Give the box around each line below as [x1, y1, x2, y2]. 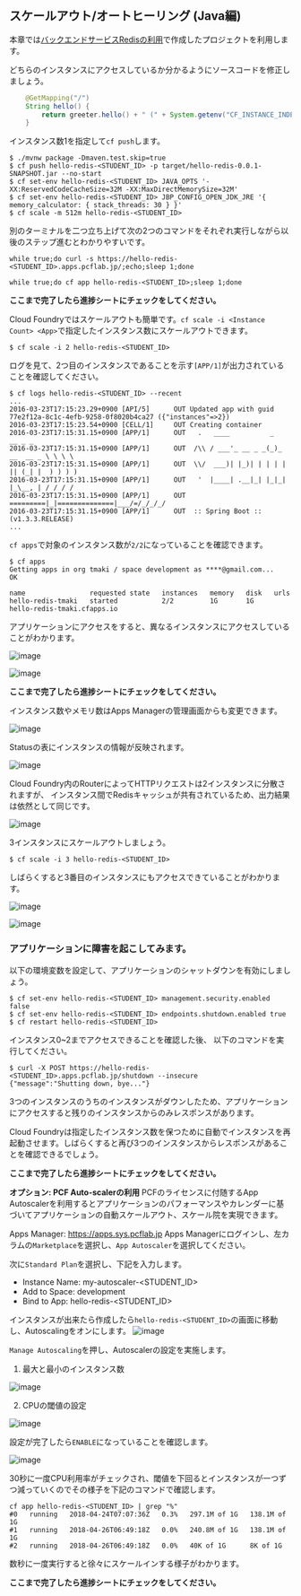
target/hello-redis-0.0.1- [161, 161, 262, 170]
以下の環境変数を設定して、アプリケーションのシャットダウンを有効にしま [9, 964, 284, 975]
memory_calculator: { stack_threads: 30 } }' [9, 201, 182, 210]
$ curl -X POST [9, 1063, 66, 1072]
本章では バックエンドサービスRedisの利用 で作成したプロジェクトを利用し [9, 34, 281, 45]
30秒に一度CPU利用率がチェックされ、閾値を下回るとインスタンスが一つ [9, 1472, 279, 1483]
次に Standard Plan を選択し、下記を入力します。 [9, 1259, 186, 1269]
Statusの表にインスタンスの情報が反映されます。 [9, 742, 189, 753]
